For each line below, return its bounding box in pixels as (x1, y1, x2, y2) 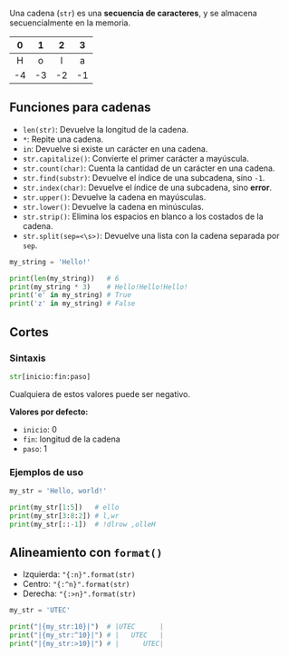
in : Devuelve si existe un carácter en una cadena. (22, 143, 208, 154)
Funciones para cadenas (9, 100, 151, 115)
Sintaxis (9, 352, 46, 364)
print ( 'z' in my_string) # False (9, 299, 136, 308)
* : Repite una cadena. (22, 134, 104, 144)
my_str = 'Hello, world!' (9, 486, 107, 496)
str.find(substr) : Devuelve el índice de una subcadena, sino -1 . (22, 172, 265, 183)
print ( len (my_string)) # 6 (9, 274, 120, 283)
